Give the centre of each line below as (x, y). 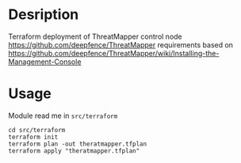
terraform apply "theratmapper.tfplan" (74, 151)
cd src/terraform (37, 130)
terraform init (33, 137)
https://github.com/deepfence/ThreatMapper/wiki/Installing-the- (114, 53)
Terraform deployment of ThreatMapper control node (95, 36)
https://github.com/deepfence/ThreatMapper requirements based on (121, 44)
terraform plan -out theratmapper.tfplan (78, 144)
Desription (44, 15)
